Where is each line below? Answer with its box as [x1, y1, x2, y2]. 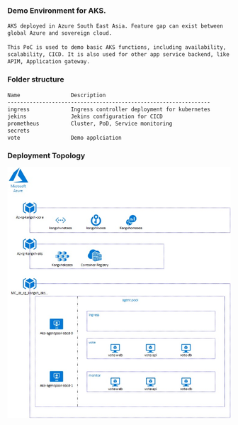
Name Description [7, 92, 106, 99]
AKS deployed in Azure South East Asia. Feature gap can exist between [7, 23, 223, 30]
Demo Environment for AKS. [7, 6, 106, 16]
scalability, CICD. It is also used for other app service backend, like [7, 51, 230, 58]
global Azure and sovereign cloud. [7, 30, 113, 37]
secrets [7, 127, 30, 134]
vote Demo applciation [7, 134, 122, 141]
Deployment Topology [7, 150, 86, 160]
